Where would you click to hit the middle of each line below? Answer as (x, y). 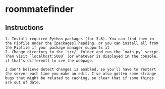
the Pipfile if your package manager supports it (57, 48)
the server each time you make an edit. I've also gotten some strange (81, 74)
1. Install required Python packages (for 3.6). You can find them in (80, 39)
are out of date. (23, 83)
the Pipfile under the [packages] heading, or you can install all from (82, 43)
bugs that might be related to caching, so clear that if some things (80, 78)
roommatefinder (40, 9)
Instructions (24, 28)
